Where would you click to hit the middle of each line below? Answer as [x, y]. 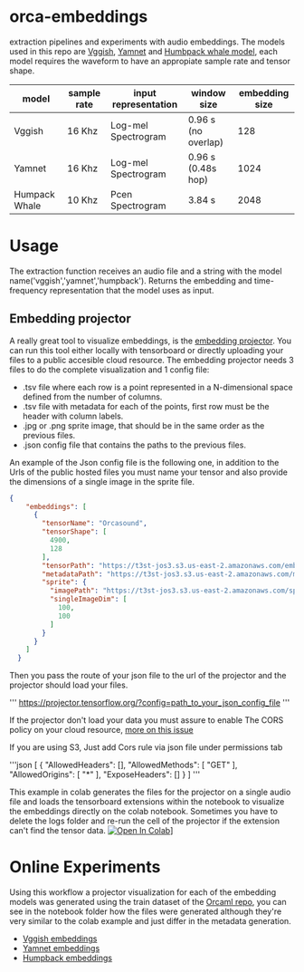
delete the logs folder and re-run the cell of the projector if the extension [145, 821]
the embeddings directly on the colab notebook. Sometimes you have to [144, 812]
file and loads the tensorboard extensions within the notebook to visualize [147, 802]
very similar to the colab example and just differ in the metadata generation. [150, 921]
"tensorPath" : [68, 565]
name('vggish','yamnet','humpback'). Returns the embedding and [131, 280]
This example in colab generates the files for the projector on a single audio [150, 792]
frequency [28, 290]
